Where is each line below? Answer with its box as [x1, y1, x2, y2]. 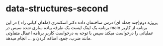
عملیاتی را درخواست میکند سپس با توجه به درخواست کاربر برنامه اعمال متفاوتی [5, 30, 154, 36]
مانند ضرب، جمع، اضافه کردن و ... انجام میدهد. [5, 35, 92, 41]
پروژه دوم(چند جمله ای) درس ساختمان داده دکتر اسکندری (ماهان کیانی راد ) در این [5, 19, 158, 25]
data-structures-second [5, 3, 108, 14]
